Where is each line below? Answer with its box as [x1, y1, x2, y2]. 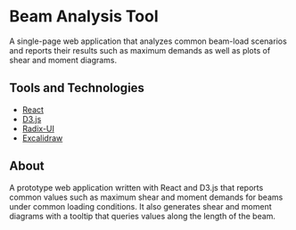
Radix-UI [21, 123, 55, 134]
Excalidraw [21, 132, 63, 144]
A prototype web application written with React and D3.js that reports [9, 182, 264, 193]
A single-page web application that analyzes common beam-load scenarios [9, 36, 287, 46]
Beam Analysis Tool [9, 6, 159, 27]
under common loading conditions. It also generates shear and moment [9, 201, 272, 211]
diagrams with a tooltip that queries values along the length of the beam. [9, 210, 276, 221]
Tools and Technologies [9, 80, 145, 95]
